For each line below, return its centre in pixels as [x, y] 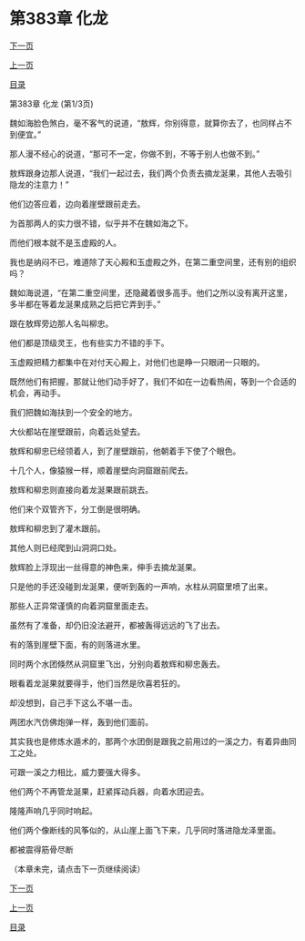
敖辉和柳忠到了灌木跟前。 [57, 528]
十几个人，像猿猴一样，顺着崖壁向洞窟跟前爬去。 [101, 470]
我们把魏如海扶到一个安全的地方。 [73, 412]
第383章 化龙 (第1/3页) [51, 103]
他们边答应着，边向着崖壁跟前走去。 [77, 204]
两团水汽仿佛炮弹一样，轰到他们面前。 [81, 721]
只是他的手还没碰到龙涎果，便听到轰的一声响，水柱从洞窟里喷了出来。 [141, 586]
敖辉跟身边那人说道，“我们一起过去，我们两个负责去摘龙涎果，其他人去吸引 [151, 173]
